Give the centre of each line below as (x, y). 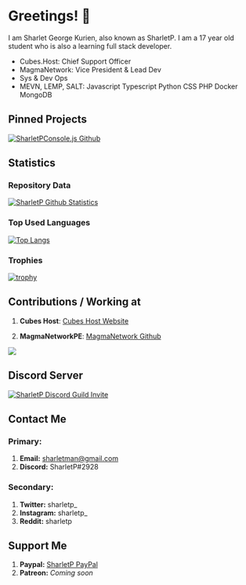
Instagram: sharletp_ (53, 513)
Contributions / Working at (74, 302)
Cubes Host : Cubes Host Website (74, 320)
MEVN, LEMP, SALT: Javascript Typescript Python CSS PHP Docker (128, 86)
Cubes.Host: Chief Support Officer (75, 61)
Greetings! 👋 (50, 16)
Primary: (25, 441)
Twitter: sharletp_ (48, 504)
